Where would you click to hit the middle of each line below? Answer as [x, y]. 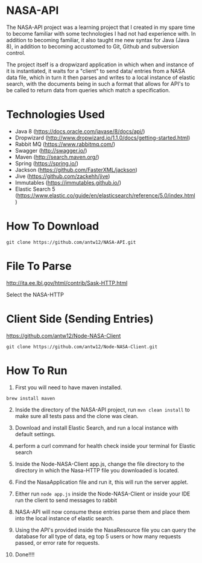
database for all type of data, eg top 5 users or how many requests [98, 536]
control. [16, 52]
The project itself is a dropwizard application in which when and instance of [100, 65]
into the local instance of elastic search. [65, 518]
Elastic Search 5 [35, 189]
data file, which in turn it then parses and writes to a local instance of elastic [101, 77]
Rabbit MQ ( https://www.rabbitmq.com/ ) [65, 144]
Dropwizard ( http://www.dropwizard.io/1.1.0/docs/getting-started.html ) [103, 138]
